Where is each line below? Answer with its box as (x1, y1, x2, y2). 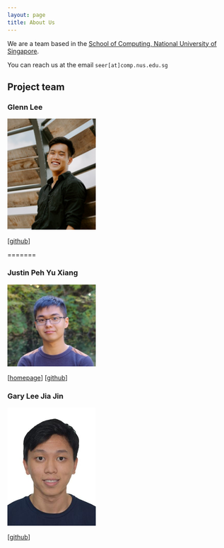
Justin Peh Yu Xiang (7, 268, 78, 278)
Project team (7, 81, 65, 93)
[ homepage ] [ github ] (7, 374, 69, 382)
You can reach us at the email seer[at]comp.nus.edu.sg (7, 60, 168, 69)
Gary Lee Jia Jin (7, 392, 64, 401)
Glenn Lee (7, 102, 43, 112)
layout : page (7, 11, 46, 18)
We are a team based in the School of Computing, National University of (7, 39, 217, 47)
